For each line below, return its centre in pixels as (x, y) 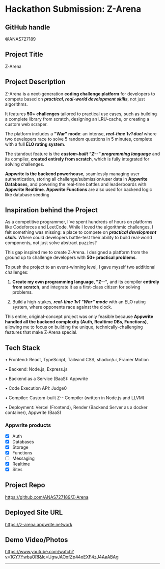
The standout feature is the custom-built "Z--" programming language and (82, 154)
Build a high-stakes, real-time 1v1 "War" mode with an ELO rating (79, 302)
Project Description (35, 82)
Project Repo (25, 485)
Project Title (24, 54)
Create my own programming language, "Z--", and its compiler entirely (86, 282)
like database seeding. (28, 194)
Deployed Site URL (34, 513)
